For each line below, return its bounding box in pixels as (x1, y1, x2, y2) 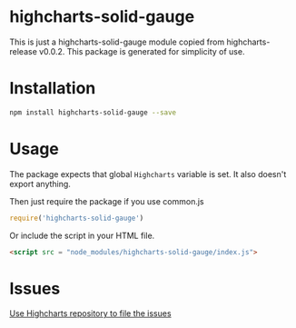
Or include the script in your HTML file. (9, 230, 155, 241)
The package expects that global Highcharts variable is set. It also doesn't (9, 168, 287, 179)
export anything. (9, 178, 71, 189)
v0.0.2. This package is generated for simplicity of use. (39, 45, 245, 56)
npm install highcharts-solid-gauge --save (9, 107, 177, 117)
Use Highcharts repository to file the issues (9, 308, 172, 319)
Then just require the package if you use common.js (9, 195, 204, 206)
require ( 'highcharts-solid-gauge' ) (9, 214, 144, 223)
